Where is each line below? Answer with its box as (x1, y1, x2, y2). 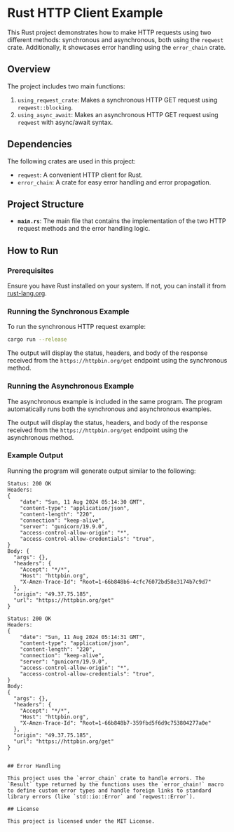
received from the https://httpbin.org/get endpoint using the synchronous (7, 356, 228, 365)
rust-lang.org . (7, 289, 47, 297)
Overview (7, 63, 51, 75)
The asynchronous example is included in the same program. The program (7, 397, 223, 405)
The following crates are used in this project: (7, 156, 136, 166)
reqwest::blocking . (17, 103, 74, 112)
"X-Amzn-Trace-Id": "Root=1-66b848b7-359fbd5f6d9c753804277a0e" (20, 719, 212, 727)
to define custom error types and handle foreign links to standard (7, 787, 212, 794)
